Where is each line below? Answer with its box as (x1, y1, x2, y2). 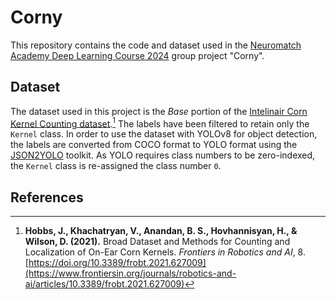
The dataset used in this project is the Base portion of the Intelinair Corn (10, 105, 308, 117)
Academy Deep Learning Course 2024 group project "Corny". (10, 49, 265, 61)
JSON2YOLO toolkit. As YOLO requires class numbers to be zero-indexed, (10, 149, 316, 161)
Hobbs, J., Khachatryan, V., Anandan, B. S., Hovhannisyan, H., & (24, 225, 298, 237)
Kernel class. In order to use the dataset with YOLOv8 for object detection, (10, 128, 318, 140)
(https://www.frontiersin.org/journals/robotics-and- (24, 267, 237, 280)
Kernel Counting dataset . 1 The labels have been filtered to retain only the (10, 116, 310, 130)
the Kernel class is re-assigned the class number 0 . (10, 160, 222, 172)
